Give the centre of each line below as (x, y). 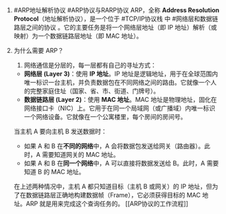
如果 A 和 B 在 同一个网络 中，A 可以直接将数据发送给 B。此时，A (114, 163)
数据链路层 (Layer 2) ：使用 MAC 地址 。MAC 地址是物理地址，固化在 (121, 99)
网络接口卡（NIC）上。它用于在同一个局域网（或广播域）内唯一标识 (120, 108)
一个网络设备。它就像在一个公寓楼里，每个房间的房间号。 (105, 117)
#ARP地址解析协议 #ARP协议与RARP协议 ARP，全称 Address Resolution (116, 10)
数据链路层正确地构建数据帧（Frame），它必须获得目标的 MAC (113, 195)
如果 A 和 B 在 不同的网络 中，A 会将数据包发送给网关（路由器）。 (114, 146)
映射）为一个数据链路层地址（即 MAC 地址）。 (78, 36)
